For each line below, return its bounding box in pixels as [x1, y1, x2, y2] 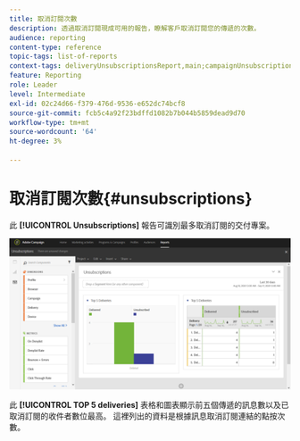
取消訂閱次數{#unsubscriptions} [9, 188, 253, 209]
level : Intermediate [9, 89, 87, 98]
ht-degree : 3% [9, 137, 62, 146]
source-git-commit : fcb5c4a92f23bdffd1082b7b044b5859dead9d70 [9, 108, 246, 118]
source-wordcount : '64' [9, 128, 98, 137]
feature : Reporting [9, 71, 82, 80]
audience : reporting [9, 33, 87, 42]
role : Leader [9, 80, 58, 89]
